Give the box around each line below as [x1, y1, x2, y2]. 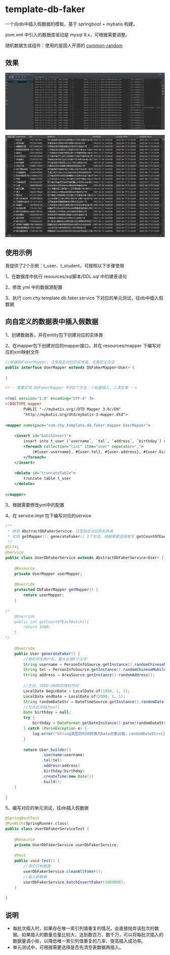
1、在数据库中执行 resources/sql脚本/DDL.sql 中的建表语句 [5, 274, 127, 280]
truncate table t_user [23, 476, 71, 481]
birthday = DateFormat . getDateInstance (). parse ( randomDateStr [32, 720, 166, 726]
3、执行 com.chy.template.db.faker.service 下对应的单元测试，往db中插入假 [5, 295, 163, 301]
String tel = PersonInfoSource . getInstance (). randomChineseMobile [23, 667, 166, 672]
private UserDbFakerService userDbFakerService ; [14, 842, 119, 847]
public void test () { [14, 858, 60, 863]
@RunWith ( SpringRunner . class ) [5, 821, 69, 826]
